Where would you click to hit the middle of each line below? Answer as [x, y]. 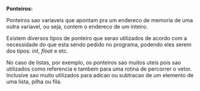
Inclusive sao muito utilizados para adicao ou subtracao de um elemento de [100, 75]
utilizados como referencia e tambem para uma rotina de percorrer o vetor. [99, 69]
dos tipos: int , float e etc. [37, 51]
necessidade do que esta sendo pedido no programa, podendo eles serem [99, 45]
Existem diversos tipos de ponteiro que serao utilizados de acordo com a [97, 38]
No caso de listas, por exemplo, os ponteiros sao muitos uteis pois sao [94, 63]
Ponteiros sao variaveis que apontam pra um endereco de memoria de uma [100, 20]
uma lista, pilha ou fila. [34, 81]
